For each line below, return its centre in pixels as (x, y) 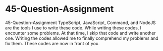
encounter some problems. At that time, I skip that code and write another (81, 33)
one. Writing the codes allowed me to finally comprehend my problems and (82, 38)
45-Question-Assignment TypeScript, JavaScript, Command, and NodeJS (81, 23)
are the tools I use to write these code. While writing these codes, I (73, 27)
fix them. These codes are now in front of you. (53, 43)
